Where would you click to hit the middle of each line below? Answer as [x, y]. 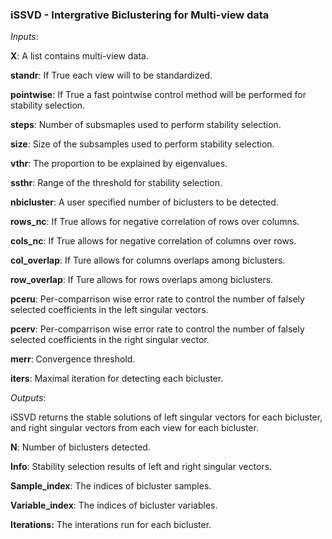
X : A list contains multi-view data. [79, 56]
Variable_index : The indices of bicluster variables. [114, 505]
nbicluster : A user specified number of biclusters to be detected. [144, 202]
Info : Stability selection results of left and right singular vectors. [141, 467]
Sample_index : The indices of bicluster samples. [111, 486]
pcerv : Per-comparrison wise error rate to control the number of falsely [157, 329]
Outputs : [28, 398]
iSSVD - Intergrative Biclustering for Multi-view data [140, 15]
